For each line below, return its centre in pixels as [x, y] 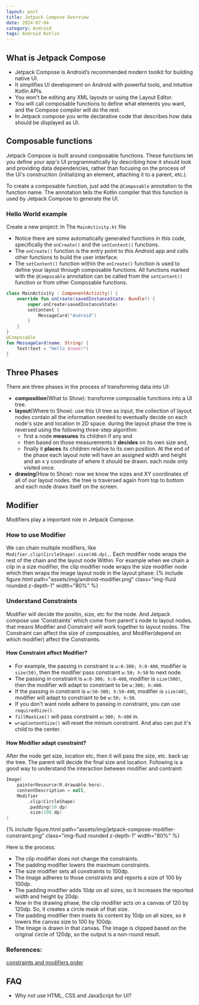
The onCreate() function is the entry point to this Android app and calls [102, 251]
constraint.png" [25, 836]
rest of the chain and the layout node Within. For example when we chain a [97, 560]
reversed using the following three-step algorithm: [76, 430]
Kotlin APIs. [29, 91]
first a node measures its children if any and [78, 436]
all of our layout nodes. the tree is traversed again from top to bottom [99, 480]
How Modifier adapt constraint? [46, 743]
